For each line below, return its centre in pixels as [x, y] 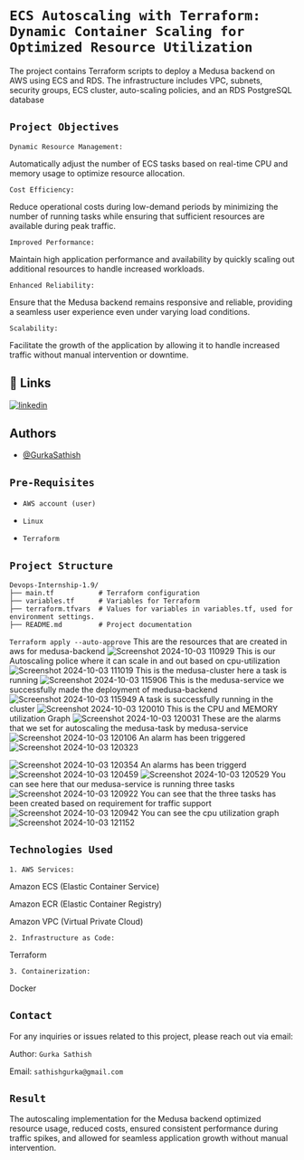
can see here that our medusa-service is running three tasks [122, 784]
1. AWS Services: [42, 870]
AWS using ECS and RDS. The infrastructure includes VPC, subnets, [136, 81]
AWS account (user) [59, 504]
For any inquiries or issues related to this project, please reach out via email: [152, 1036]
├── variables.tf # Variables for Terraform [105, 601]
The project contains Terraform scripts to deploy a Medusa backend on [142, 71]
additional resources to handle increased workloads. [107, 269]
